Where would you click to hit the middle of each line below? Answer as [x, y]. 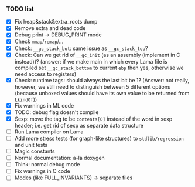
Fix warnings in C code [42, 171]
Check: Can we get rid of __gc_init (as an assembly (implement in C [97, 55]
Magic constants [35, 151]
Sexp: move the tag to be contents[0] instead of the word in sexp [93, 119]
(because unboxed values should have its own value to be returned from [102, 93]
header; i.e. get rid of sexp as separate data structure [79, 125]
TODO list [20, 9]
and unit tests [31, 145]
